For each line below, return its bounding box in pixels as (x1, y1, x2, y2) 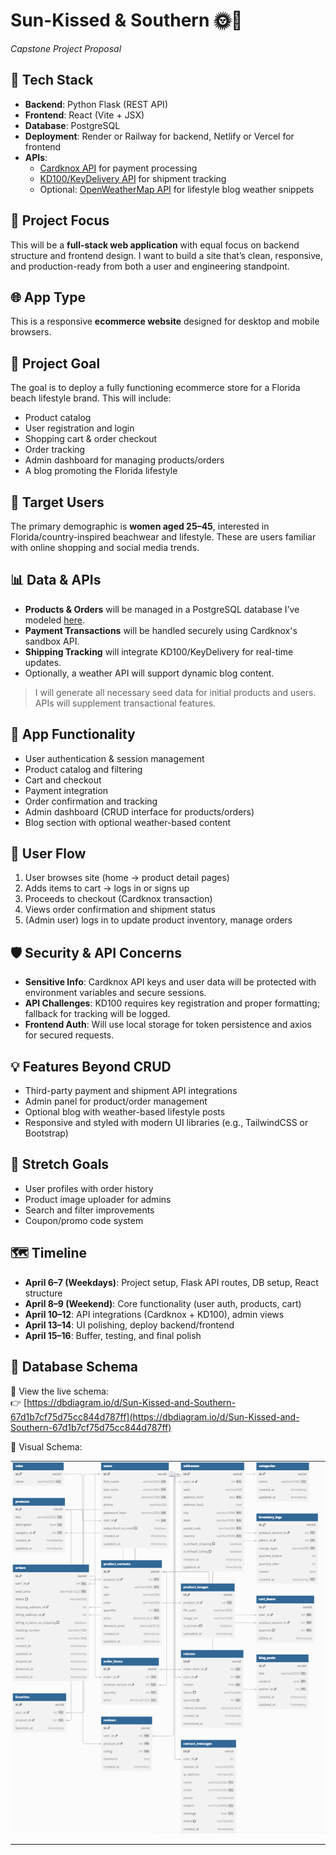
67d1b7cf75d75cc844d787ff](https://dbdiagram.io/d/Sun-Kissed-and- (10, 1410, 300, 1423)
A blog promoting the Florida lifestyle (24, 465, 178, 477)
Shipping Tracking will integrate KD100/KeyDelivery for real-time (24, 645, 294, 658)
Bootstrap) (24, 1127, 69, 1139)
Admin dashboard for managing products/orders (24, 454, 225, 466)
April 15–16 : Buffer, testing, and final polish (24, 1329, 202, 1341)
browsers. (10, 326, 52, 338)
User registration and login (24, 422, 135, 434)
